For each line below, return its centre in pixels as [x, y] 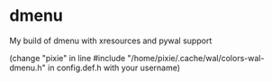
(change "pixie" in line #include [68, 58]
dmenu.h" [28, 68]
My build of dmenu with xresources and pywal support [111, 41]
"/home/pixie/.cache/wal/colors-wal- [196, 58]
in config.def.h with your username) [114, 68]
